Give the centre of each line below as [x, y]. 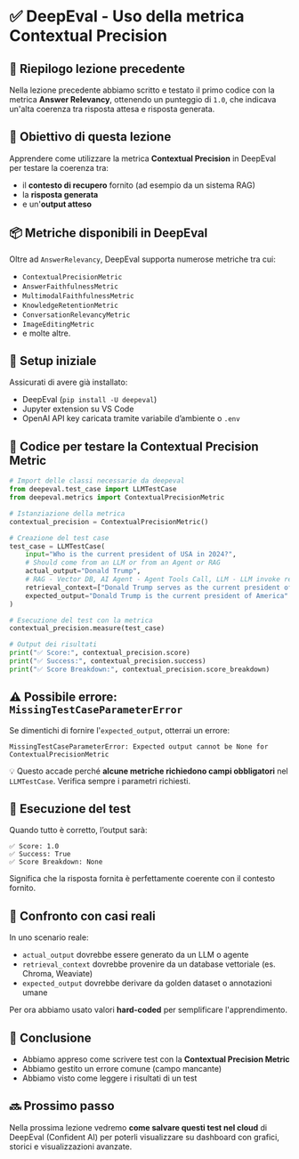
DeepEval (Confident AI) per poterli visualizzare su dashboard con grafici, [145, 1137]
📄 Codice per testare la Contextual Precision [134, 446]
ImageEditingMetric [58, 324]
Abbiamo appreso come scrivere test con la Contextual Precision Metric [156, 1059]
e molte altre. [46, 333]
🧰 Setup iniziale [53, 361]
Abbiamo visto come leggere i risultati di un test [109, 1078]
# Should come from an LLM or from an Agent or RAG [123, 563]
